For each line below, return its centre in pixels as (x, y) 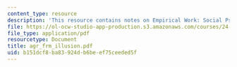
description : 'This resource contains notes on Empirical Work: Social (115, 20)
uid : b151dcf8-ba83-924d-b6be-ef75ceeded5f (72, 53)
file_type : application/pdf (49, 33)
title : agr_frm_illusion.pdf (50, 46)
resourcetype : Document (42, 40)
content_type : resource (42, 14)
